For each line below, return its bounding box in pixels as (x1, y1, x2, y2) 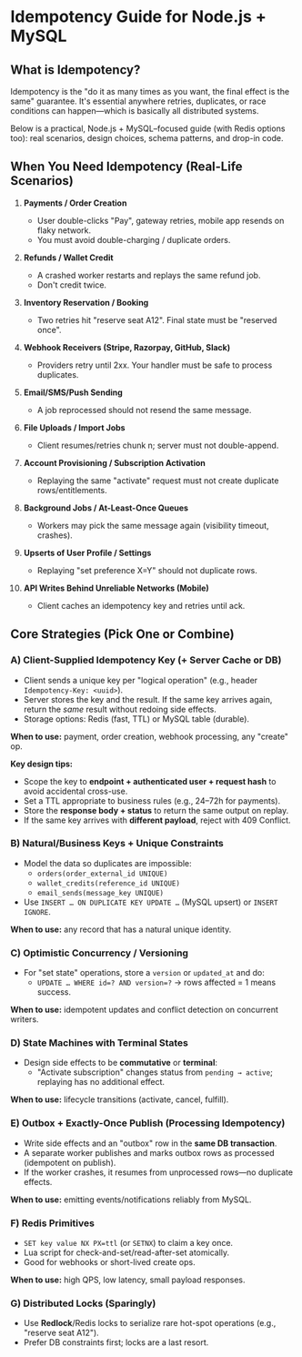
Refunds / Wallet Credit (23, 252, 114, 263)
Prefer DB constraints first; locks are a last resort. (23, 1337, 209, 1348)
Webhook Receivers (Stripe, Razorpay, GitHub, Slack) (23, 341, 231, 352)
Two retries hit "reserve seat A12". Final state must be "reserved (36, 314, 277, 325)
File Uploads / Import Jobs (23, 421, 126, 433)
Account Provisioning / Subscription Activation (23, 457, 206, 468)
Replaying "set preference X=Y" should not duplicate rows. (36, 564, 258, 575)
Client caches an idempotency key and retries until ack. (36, 600, 246, 611)
